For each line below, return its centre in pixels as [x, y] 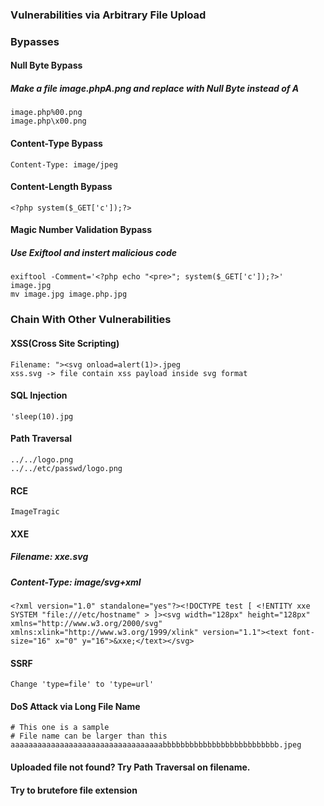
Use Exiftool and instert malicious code [93, 252]
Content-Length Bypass [61, 187]
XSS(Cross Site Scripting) [65, 343]
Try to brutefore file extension [74, 790]
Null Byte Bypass [46, 65]
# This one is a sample [60, 728]
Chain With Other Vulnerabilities [91, 320]
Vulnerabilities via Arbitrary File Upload [108, 15]
